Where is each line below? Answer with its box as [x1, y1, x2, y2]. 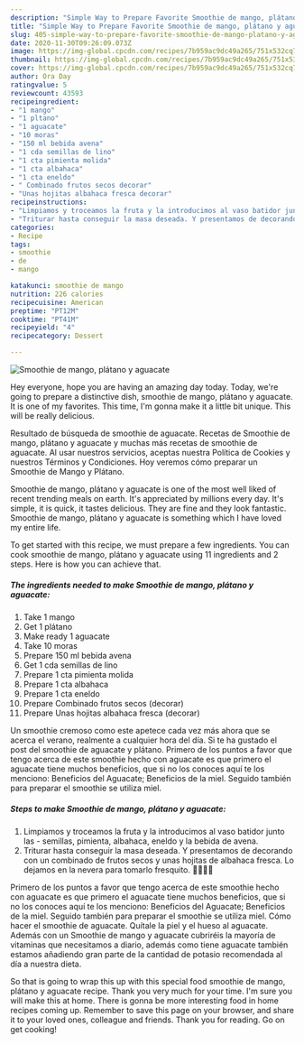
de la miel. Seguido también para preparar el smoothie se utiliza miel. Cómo [10, 910, 291, 921]
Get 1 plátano [23, 621, 73, 632]
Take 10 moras [23, 640, 78, 651]
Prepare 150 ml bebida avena [23, 650, 132, 661]
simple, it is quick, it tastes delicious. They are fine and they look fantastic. [10, 503, 287, 513]
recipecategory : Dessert [10, 331, 104, 341]
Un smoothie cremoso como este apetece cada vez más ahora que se [10, 725, 271, 735]
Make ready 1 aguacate [23, 631, 111, 642]
